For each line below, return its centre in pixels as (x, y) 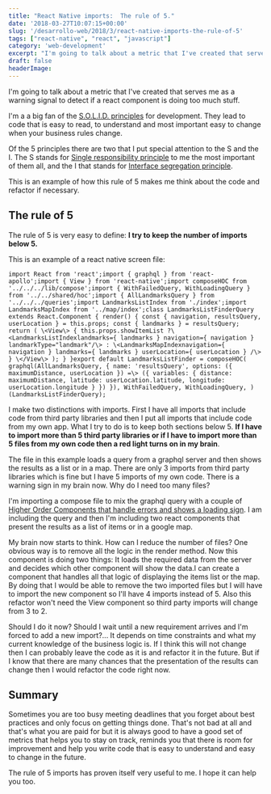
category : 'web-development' (57, 46)
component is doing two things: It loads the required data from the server (130, 560)
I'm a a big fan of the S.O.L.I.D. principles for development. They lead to (127, 116)
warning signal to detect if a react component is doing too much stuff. (124, 100)
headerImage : (30, 69)
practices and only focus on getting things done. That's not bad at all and (130, 723)
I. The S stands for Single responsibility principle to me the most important (132, 157)
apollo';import (34, 281)
